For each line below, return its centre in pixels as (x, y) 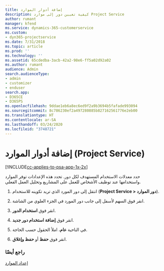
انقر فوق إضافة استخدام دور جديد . (43, 220)
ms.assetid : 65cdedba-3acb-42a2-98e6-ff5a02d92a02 (58, 60)
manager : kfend (21, 23)
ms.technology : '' (24, 56)
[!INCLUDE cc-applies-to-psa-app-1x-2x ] (47, 167)
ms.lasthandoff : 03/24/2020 (34, 124)
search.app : (17, 92)
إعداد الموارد (17, 263)
